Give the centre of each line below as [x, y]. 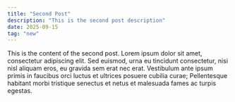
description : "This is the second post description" [86, 20]
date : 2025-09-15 [33, 27]
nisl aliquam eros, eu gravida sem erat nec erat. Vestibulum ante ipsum [110, 68]
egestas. [20, 91]
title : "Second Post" [39, 14]
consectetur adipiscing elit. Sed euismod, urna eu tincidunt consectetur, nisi [117, 61]
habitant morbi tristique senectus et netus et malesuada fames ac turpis [112, 83]
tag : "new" [23, 33]
